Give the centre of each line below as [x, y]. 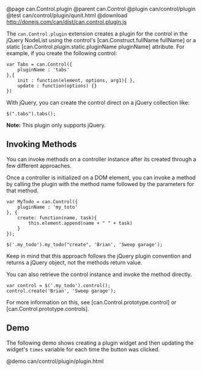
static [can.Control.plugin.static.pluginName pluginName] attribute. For [95, 47]
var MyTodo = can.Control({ [42, 201]
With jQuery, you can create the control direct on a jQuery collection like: [98, 103]
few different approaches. [39, 165]
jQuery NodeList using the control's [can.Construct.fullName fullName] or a [101, 40]
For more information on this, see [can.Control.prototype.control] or [92, 302]
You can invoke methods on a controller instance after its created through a [101, 159]
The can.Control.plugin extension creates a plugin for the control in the [97, 34]
